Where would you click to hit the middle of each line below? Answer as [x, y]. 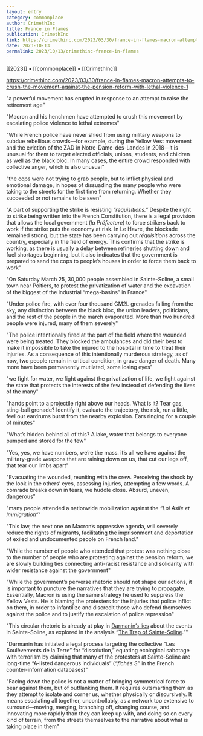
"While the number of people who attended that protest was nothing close [98, 551]
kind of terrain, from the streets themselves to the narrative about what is [97, 720]
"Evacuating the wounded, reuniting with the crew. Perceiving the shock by [100, 477]
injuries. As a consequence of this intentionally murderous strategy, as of [97, 354]
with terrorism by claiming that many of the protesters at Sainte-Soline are [98, 657]
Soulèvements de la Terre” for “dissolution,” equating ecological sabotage [98, 650]
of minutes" [21, 422]
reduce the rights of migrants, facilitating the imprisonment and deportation [100, 533]
